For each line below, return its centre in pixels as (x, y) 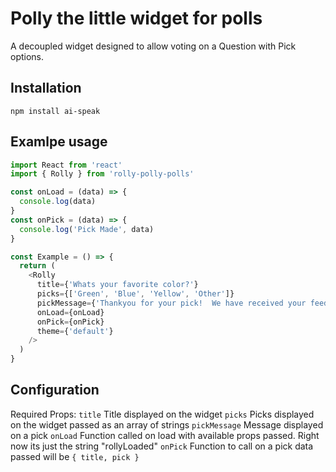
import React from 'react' (66, 165)
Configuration (55, 390)
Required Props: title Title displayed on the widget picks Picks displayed (162, 414)
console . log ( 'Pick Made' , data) (87, 229)
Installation (46, 88)
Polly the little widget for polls (136, 18)
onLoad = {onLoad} (70, 312)
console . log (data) (58, 202)
